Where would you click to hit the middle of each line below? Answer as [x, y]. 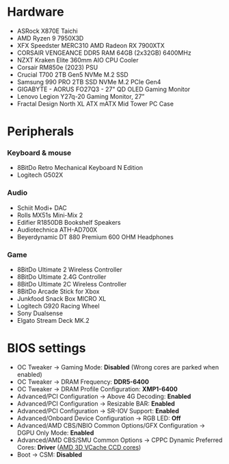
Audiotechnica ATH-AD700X [57, 230]
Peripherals [41, 132]
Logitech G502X [40, 175]
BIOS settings [46, 349]
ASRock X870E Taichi [48, 31]
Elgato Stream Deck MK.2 [53, 321]
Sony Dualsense [40, 313]
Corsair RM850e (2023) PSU [57, 67]
